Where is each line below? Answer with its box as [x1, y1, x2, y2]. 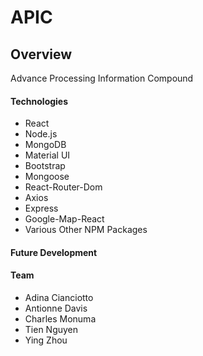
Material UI [24, 149, 71, 161]
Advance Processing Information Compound [10, 72, 194, 84]
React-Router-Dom [24, 181, 103, 193]
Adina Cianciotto [24, 292, 94, 303]
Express [24, 202, 59, 215]
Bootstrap [24, 160, 66, 172]
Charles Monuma [24, 313, 97, 325]
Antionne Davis [24, 302, 88, 314]
